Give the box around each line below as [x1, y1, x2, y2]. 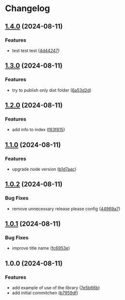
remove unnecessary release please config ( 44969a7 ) [12, 206, 121, 211]
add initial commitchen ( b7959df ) [12, 290, 79, 296]
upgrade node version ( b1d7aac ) [12, 166, 77, 172]
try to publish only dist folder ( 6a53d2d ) [12, 87, 92, 93]
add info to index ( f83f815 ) [12, 127, 65, 133]
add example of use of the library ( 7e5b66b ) [12, 285, 100, 290]
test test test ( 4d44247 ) [12, 47, 60, 53]
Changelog [5, 3, 50, 14]
